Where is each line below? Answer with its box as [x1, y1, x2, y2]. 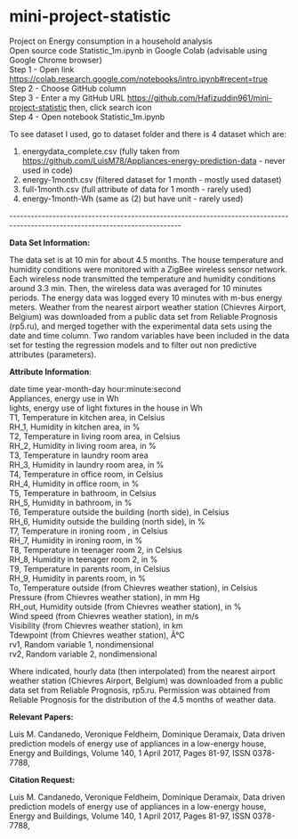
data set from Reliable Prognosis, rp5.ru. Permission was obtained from [9, 684, 271, 696]
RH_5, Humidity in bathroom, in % [9, 497, 133, 508]
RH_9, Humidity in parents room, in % [9, 573, 147, 583]
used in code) [21, 165, 73, 175]
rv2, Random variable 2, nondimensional [9, 648, 157, 659]
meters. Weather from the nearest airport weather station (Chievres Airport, [9, 301, 286, 313]
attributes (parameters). [9, 349, 97, 360]
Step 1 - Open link [9, 64, 75, 75]
